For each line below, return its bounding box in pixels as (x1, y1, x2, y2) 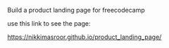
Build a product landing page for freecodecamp (7, 6, 146, 14)
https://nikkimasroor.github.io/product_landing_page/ (7, 33, 162, 41)
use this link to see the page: (7, 19, 91, 27)
